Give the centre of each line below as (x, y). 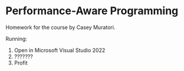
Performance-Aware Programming (92, 11)
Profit (21, 63)
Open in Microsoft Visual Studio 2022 (60, 50)
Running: (17, 38)
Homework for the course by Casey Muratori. (60, 27)
